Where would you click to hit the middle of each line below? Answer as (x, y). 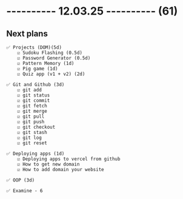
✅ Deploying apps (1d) (35, 153)
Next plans (27, 34)
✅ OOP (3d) (21, 180)
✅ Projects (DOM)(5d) (34, 47)
